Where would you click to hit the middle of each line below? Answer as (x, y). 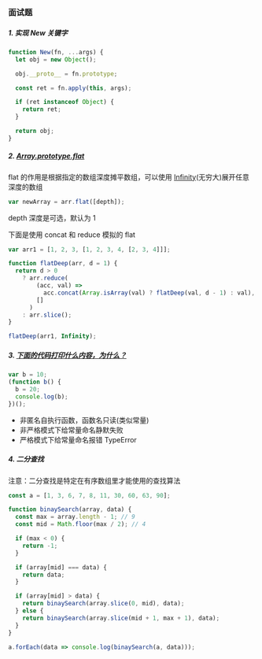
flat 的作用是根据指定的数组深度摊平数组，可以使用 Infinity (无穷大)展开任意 (129, 177)
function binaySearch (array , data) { (70, 509)
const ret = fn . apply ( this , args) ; (74, 88)
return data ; (44, 575)
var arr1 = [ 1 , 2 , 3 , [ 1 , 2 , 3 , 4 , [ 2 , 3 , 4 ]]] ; (89, 250)
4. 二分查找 (26, 459)
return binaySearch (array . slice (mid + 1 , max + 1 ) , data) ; (121, 618)
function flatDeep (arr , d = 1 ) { (63, 264)
